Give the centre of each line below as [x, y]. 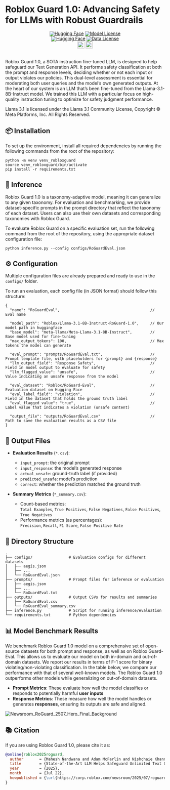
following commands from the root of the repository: [60, 151]
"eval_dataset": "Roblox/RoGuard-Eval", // [82, 386]
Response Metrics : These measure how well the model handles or [82, 698]
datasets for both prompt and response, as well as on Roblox [84, 651]
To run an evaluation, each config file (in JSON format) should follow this [81, 291]
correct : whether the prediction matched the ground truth [80, 484]
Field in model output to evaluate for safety [55, 368]
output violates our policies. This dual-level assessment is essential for [79, 77]
